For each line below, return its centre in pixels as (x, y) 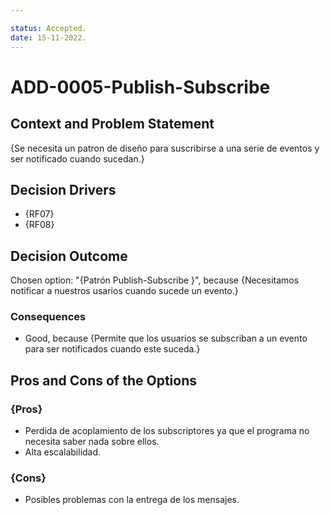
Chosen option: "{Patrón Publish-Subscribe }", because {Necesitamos (155, 280)
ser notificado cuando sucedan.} (77, 158)
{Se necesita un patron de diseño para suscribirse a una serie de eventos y (165, 148)
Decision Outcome (69, 256)
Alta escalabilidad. (63, 452)
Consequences (48, 317)
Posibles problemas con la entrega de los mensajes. (132, 500)
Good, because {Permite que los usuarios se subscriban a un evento (166, 338)
